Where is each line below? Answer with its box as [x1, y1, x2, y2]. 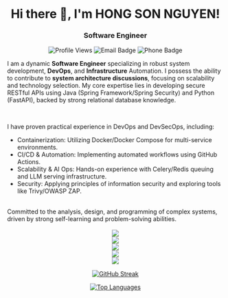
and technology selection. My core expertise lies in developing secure [7, 82, 205, 90]
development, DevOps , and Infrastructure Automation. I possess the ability [7, 67, 221, 75]
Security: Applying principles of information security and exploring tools [16, 180, 221, 188]
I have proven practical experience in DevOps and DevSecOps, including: [7, 123, 215, 131]
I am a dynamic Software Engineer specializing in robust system [7, 60, 190, 68]
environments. [16, 144, 58, 152]
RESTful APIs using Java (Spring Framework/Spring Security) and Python [7, 89, 215, 97]
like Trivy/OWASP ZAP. [16, 187, 82, 195]
